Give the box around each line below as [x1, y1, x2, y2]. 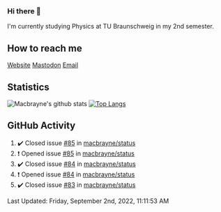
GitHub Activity [7, 120, 76, 132]
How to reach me [7, 42, 82, 54]
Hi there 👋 [7, 6, 42, 16]
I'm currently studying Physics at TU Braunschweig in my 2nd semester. [7, 22, 214, 31]
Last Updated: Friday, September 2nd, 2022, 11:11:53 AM [7, 197, 169, 205]
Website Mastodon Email [7, 61, 79, 69]
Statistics [7, 81, 50, 93]
